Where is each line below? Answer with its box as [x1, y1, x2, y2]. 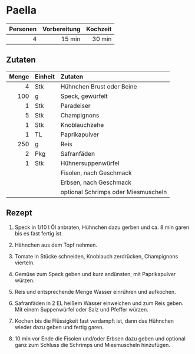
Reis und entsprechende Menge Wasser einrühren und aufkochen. [14, 288, 176, 295]
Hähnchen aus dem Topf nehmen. [14, 241, 98, 248]
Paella [6, 4, 37, 17]
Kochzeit [86, 25, 112, 33]
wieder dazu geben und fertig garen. [14, 323, 104, 330]
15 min [61, 35, 81, 43]
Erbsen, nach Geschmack [60, 178, 131, 186]
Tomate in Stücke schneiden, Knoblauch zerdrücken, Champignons [14, 253, 179, 260]
